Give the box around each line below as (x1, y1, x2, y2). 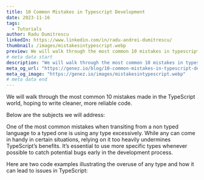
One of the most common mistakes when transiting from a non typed (6, 123, 179, 130)
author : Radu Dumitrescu (6, 32, 69, 38)
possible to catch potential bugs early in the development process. (6, 149, 173, 156)
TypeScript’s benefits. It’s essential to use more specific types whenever (6, 142, 188, 150)
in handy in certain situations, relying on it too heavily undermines (6, 136, 171, 143)
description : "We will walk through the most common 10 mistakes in (6, 59, 183, 65)
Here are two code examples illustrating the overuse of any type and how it (6, 161, 194, 168)
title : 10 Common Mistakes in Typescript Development (6, 8, 146, 15)
